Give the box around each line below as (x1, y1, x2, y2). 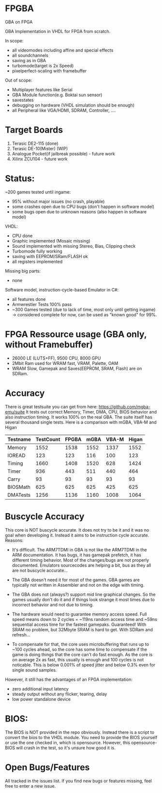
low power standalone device (12, 696, 71, 702)
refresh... (12, 632, 30, 638)
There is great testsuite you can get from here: (5, 404, 98, 410)
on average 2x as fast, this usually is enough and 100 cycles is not (12, 656, 144, 662)
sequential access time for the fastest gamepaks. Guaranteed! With (12, 621, 147, 627)
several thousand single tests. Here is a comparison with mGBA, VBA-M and (5, 419, 157, 425)
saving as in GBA (12, 57, 46, 63)
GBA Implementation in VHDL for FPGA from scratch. (5, 28, 111, 34)
